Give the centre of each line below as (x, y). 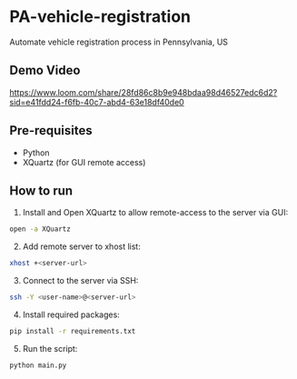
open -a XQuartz (40, 229)
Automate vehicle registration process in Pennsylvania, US (119, 42)
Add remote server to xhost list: (81, 246)
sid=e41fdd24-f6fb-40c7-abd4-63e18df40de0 (97, 102)
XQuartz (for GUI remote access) (84, 162)
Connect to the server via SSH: (80, 281)
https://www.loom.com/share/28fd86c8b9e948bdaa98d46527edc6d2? (144, 92)
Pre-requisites (51, 130)
